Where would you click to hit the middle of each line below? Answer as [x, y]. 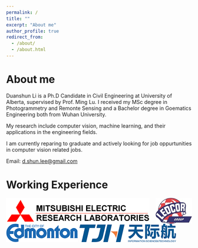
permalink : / [22, 12]
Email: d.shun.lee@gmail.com [42, 161]
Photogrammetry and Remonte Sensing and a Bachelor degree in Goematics [99, 108]
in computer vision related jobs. [44, 149]
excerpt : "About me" [32, 25]
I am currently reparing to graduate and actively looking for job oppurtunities [99, 143]
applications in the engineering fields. [52, 132]
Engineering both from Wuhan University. [56, 114]
